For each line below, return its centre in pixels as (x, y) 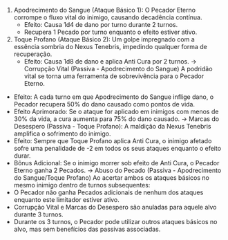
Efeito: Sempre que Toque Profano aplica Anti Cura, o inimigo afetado (113, 141)
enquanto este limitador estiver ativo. (66, 200)
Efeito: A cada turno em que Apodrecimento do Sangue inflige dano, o (114, 97)
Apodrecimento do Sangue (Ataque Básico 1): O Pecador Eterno (104, 10)
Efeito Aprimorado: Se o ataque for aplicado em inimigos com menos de (116, 111)
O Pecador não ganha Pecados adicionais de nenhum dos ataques (108, 192)
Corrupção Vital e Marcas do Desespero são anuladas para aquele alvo (115, 207)
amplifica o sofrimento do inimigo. (62, 133)
